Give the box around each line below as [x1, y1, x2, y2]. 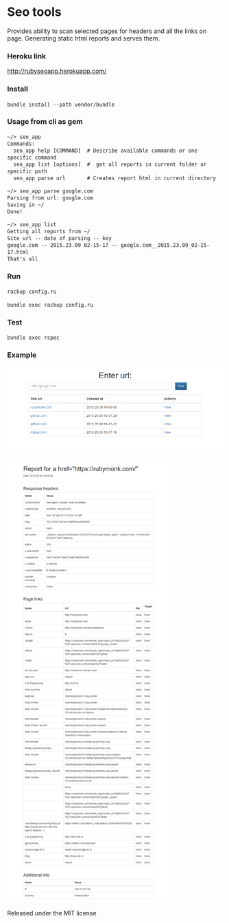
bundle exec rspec [7, 334, 60, 341]
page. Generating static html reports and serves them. [7, 34, 160, 42]
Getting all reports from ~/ [7, 228, 91, 235]
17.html [7, 248, 29, 255]
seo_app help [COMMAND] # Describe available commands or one [13, 147, 197, 154]
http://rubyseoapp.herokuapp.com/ [7, 67, 107, 76]
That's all [7, 255, 38, 262]
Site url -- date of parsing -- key [7, 235, 112, 241]
